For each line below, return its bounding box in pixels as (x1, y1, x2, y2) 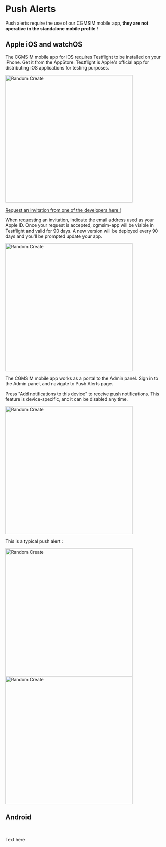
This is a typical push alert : (5, 538, 63, 544)
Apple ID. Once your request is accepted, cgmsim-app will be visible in (5, 222, 154, 228)
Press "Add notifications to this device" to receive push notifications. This (5, 391, 159, 397)
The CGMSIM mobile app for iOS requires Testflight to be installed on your (5, 54, 161, 60)
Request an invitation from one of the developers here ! (5, 207, 121, 213)
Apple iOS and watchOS (5, 40, 83, 49)
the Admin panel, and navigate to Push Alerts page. (5, 380, 113, 386)
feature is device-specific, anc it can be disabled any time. (5, 396, 128, 402)
